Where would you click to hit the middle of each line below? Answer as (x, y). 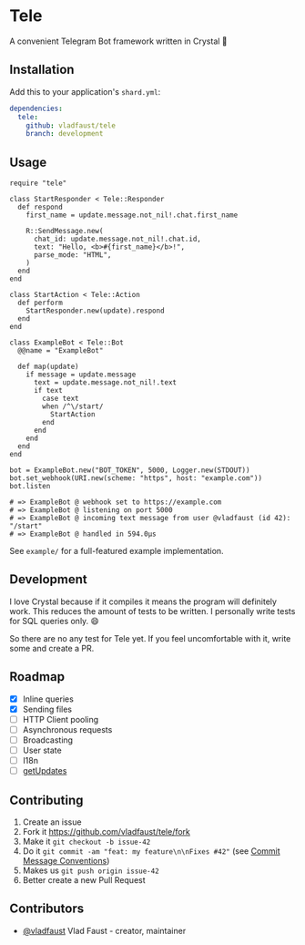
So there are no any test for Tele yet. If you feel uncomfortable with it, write (150, 638)
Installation (42, 70)
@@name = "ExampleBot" (61, 351)
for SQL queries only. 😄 (55, 621)
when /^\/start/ (73, 406)
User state (42, 750)
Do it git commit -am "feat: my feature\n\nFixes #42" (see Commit (151, 851)
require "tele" (38, 183)
